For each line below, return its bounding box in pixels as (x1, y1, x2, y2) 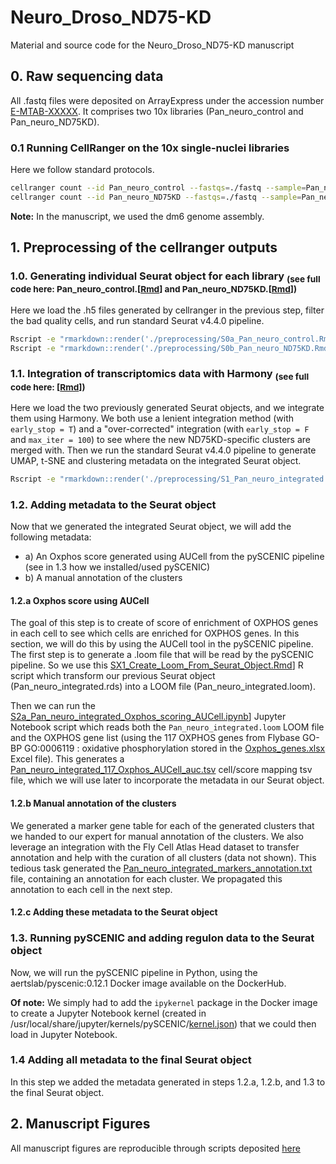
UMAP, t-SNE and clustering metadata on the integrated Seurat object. (10, 455, 302, 467)
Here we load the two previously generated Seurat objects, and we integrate (10, 402, 325, 414)
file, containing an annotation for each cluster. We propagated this (10, 872, 283, 885)
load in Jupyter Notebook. (10, 1028, 118, 1040)
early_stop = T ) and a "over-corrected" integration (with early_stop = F (10, 423, 310, 435)
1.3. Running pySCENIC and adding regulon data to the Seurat (10, 931, 315, 945)
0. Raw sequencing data (10, 68, 164, 85)
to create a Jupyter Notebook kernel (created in (10, 1007, 207, 1019)
